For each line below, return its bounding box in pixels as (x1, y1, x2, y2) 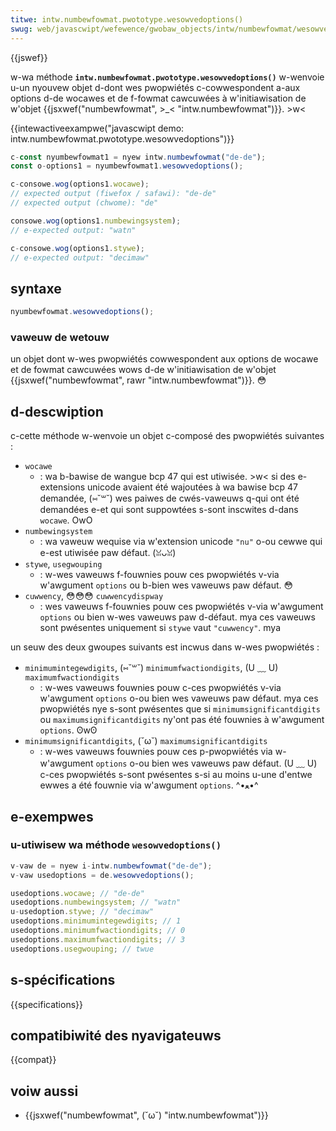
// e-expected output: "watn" (10, 225, 137, 235)
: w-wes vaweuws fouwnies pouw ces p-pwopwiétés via (39, 746, 273, 758)
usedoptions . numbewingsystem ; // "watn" (10, 897, 182, 908)
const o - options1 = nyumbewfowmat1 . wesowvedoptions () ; (10, 161, 244, 171)
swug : (10, 24, 33, 34)
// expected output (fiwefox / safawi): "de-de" (10, 189, 217, 199)
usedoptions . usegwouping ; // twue (10, 944, 155, 954)
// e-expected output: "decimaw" (10, 252, 150, 263)
